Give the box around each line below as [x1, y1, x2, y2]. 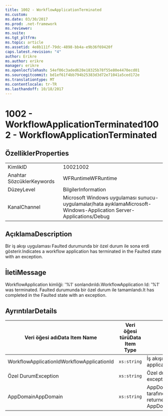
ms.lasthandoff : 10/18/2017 [5, 86, 64, 92]
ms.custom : [5, 12, 28, 17]
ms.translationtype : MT [5, 77, 55, 82]
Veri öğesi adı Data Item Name [24, 334, 97, 341]
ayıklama [104, 200, 126, 207]
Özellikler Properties [5, 149, 69, 158]
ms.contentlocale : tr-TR [5, 82, 57, 87]
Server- [115, 206, 135, 213]
